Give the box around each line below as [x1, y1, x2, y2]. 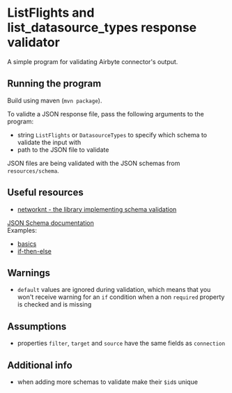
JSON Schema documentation [7, 218, 94, 227]
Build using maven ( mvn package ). [7, 96, 102, 105]
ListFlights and [7, 5, 95, 21]
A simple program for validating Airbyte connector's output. [7, 57, 178, 65]
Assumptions [7, 321, 67, 332]
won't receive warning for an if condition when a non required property [17, 293, 225, 301]
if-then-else [17, 247, 52, 255]
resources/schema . [7, 166, 59, 175]
